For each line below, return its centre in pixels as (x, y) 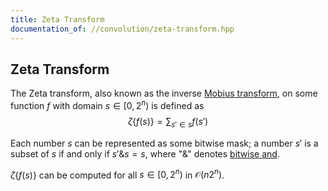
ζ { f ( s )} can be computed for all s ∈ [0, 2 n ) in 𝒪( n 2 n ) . (117, 174)
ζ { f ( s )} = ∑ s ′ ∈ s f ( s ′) (168, 122)
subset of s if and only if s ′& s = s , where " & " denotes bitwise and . (145, 153)
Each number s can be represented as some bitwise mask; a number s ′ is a (164, 143)
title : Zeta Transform (57, 19)
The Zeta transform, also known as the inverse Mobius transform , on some (164, 93)
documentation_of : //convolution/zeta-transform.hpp (122, 29)
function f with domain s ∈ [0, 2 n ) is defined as (107, 104)
